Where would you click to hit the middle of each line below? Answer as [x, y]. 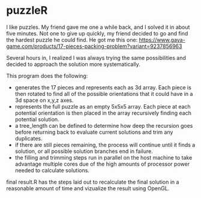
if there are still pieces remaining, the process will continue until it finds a [105, 145]
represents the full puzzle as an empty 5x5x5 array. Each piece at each [103, 106]
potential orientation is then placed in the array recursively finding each [103, 113]
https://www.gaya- [162, 40]
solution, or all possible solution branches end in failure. [84, 151]
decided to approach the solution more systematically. [73, 64]
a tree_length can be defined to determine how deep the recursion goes [104, 125]
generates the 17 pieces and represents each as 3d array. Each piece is [103, 87]
